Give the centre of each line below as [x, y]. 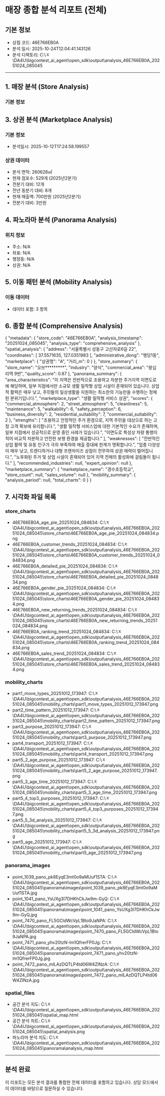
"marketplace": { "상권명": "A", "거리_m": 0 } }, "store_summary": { [71, 362]
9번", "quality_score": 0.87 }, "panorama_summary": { [68, 374]
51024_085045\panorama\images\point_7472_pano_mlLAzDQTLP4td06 [85, 975]
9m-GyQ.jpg [25, 914]
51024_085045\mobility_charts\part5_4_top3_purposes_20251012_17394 [85, 809]
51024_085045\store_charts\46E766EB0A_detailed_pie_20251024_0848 [85, 577]
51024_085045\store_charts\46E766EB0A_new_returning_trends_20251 [85, 621]
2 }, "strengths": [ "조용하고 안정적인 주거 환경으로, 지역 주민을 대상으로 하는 [79, 420]
